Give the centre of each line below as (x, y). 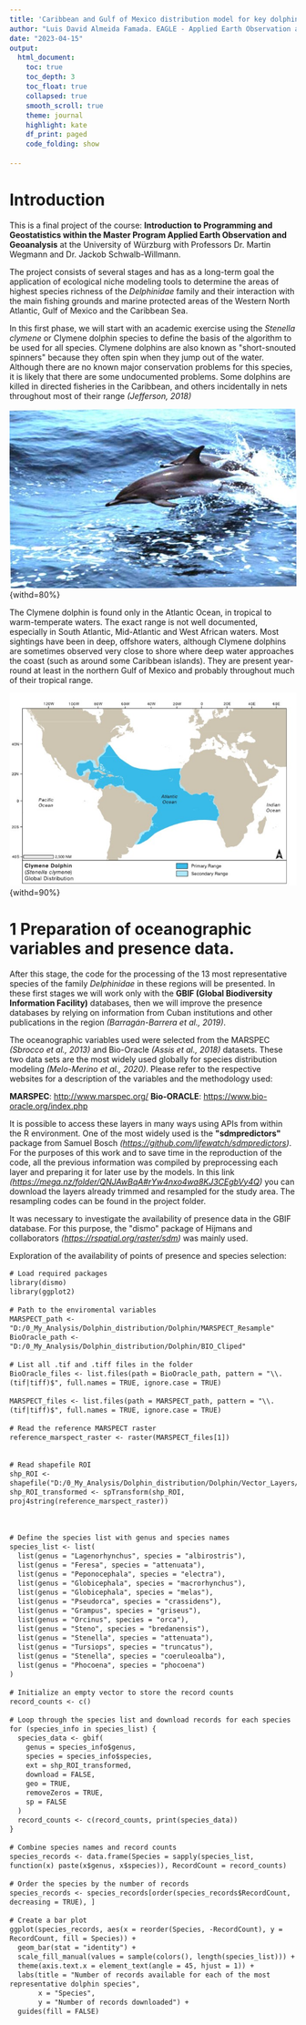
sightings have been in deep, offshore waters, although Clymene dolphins (148, 641)
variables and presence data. (122, 948)
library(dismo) (38, 1283)
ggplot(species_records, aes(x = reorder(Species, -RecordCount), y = (146, 1929)
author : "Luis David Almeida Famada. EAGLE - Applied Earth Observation (150, 29)
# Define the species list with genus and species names (120, 1538)
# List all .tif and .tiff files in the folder (102, 1365)
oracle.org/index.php (49, 1106)
